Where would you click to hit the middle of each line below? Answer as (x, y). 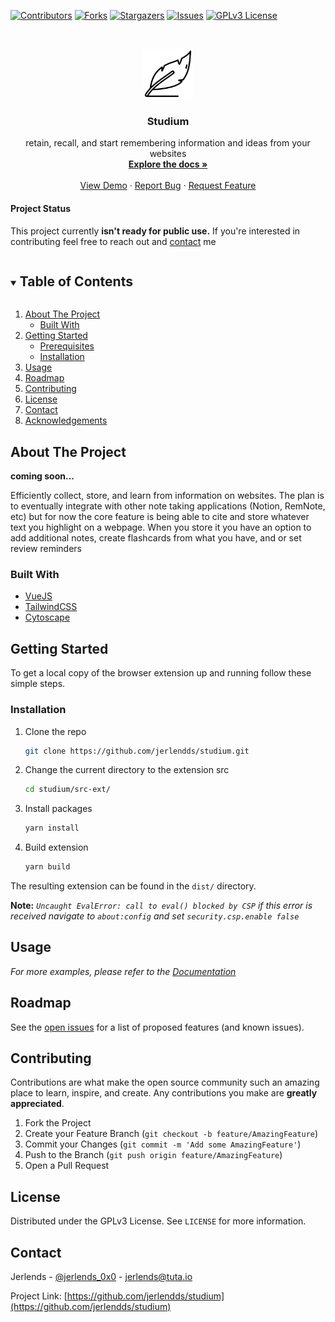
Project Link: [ (39, 1296)
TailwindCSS (51, 607)
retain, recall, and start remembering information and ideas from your (168, 143)
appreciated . (37, 1104)
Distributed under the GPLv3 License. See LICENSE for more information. (158, 1221)
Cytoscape (47, 617)
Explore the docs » (168, 164)
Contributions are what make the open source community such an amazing (165, 1082)
